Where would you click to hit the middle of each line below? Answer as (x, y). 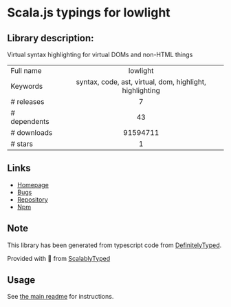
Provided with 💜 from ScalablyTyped (59, 258)
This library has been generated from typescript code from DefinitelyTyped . (114, 245)
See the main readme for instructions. (60, 297)
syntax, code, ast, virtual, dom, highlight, (141, 82)
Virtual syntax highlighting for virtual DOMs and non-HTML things (100, 54)
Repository (32, 199)
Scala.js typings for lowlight (89, 13)
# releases (27, 102)
